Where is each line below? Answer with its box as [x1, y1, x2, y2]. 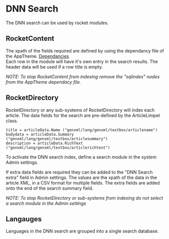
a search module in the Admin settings [6, 200, 87, 206]
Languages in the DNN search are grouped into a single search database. [6, 228, 159, 234]
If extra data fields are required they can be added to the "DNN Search [6, 169, 153, 175]
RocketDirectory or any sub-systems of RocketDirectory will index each [6, 107, 155, 113]
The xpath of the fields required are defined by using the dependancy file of [6, 47, 164, 53]
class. [6, 117, 18, 124]
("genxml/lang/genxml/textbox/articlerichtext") [6, 145, 110, 150]
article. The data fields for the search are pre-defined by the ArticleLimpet [6, 112, 160, 118]
